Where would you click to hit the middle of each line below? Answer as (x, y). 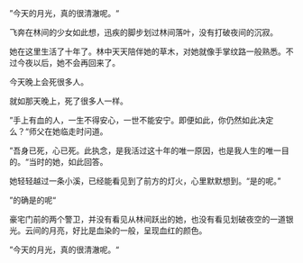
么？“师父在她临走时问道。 (59, 131)
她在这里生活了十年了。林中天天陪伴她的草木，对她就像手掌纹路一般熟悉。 (147, 51)
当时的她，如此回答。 (68, 162)
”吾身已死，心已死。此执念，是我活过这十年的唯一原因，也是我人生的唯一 (146, 150)
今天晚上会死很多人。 (49, 82)
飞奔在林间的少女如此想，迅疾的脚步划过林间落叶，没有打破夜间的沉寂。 (143, 32)
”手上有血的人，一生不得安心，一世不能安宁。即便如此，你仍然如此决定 (142, 120)
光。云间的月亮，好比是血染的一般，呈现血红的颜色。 (108, 231)
